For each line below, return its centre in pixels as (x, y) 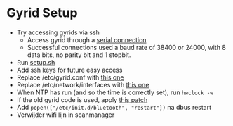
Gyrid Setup (42, 13)
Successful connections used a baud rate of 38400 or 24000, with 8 (126, 47)
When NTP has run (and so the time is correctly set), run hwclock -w (115, 92)
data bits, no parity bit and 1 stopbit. (79, 55)
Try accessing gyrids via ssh (58, 32)
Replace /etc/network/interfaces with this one (83, 84)
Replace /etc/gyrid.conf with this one (70, 77)
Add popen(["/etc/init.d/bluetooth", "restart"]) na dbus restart (114, 107)
